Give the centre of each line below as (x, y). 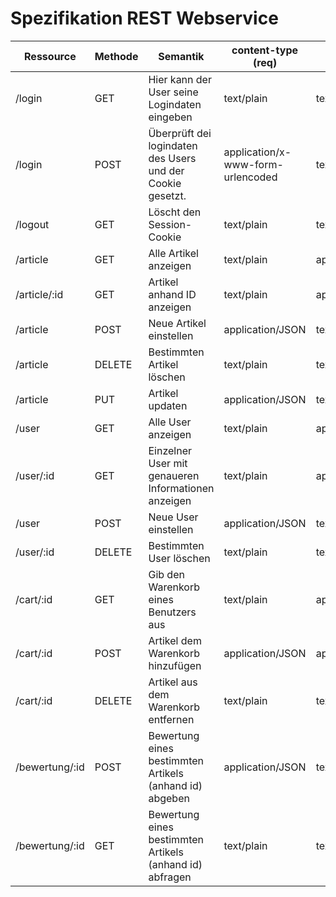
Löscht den (175, 212)
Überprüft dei (180, 133)
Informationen (181, 488)
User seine (173, 92)
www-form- (253, 164)
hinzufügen (175, 665)
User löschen (179, 558)
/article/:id (39, 294)
